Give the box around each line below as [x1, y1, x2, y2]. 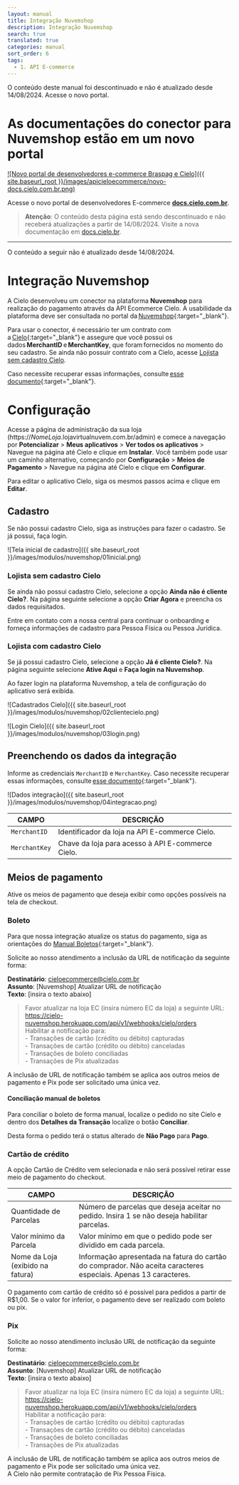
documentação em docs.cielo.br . [24, 227, 122, 236]
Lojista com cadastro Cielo [7, 641, 102, 651]
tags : [7, 57, 23, 64]
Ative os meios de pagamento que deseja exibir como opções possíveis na [7, 890, 226, 899]
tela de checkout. [7, 898, 58, 906]
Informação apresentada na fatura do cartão [78, 1252, 227, 1262]
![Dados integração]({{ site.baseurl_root [7, 790, 124, 799]
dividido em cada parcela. [78, 1241, 165, 1251]
